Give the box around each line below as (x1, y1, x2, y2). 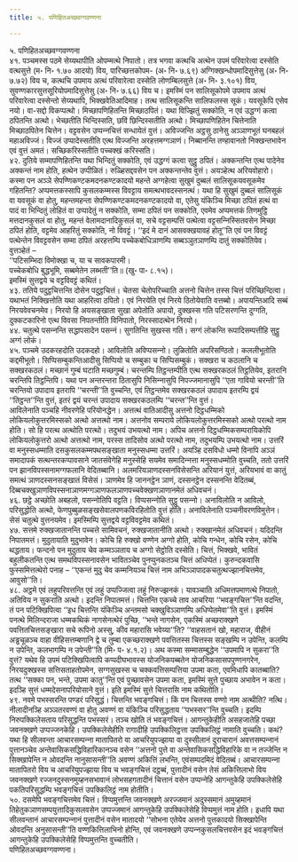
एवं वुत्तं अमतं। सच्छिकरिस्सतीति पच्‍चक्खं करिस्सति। (9, 145, 156, 155)
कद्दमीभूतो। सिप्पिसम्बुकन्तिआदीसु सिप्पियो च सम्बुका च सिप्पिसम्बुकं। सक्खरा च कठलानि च (9, 354, 259, 365)
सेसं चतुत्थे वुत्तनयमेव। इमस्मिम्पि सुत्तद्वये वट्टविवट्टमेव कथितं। (9, 514, 176, 525)
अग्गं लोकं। (9, 335, 43, 345)
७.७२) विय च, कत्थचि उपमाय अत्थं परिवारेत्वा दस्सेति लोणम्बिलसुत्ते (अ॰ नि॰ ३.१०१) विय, (9, 75, 257, 85)
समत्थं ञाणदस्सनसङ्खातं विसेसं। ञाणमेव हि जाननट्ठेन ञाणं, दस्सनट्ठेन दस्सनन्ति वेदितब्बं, (9, 474, 256, 485)
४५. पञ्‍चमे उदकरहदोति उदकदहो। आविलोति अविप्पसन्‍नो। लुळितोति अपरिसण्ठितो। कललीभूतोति (9, 344, 277, 355)
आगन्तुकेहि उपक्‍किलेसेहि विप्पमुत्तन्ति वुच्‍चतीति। (9, 834, 139, 844)
